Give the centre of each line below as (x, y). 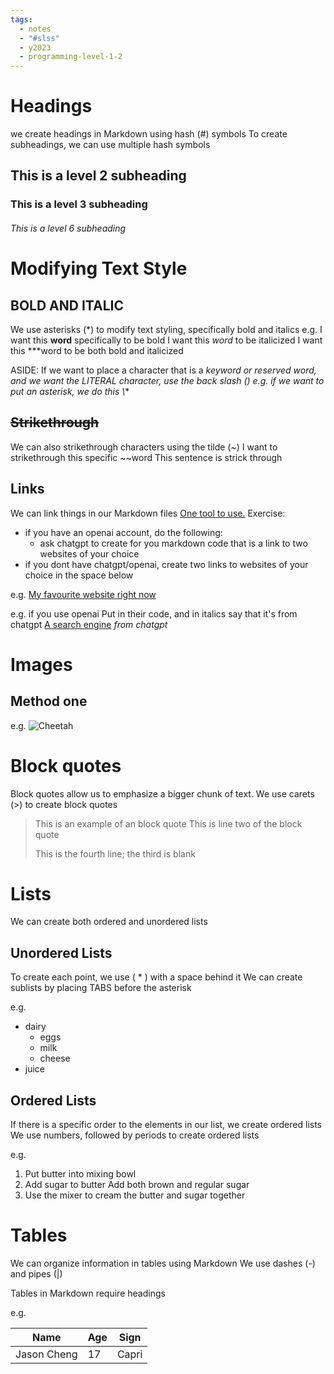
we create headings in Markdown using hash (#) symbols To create (149, 134)
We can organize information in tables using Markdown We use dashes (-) (163, 1263)
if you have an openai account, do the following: (123, 532)
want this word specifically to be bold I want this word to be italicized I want (166, 340)
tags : (21, 19)
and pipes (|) (36, 1274)
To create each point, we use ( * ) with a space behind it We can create (156, 977)
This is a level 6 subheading (68, 228)
